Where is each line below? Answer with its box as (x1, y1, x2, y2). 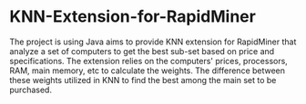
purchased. (9, 84, 53, 95)
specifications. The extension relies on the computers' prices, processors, (9, 55, 289, 66)
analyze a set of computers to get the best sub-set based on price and (9, 45, 275, 56)
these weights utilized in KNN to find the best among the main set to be (9, 74, 277, 85)
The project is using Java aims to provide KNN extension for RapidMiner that (9, 36, 297, 47)
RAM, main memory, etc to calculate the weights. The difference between (9, 65, 285, 76)
